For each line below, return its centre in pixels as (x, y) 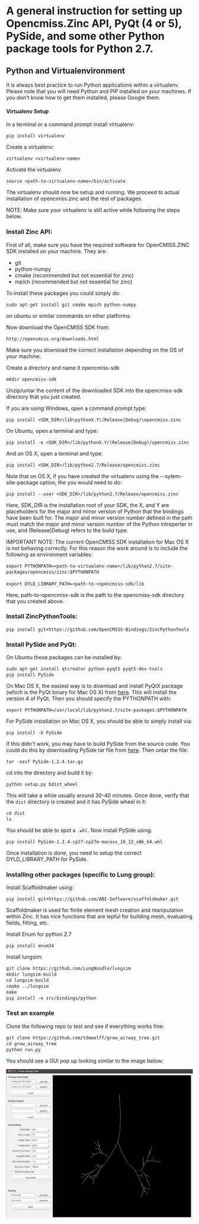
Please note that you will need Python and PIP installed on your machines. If (99, 91)
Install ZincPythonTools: (42, 616)
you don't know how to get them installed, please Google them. (84, 97)
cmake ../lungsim (28, 986)
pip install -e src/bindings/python (51, 998)
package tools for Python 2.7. (80, 49)
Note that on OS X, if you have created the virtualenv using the (82, 476)
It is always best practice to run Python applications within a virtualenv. (93, 85)
